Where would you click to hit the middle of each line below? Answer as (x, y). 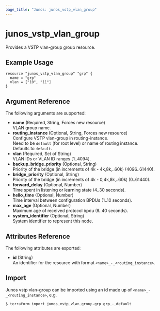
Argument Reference (38, 101)
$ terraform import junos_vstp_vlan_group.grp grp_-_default (69, 304)
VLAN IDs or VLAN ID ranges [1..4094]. (52, 159)
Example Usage (30, 62)
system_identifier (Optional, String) (48, 216)
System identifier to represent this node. (53, 221)
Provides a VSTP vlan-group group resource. (50, 47)
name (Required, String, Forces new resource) (59, 123)
